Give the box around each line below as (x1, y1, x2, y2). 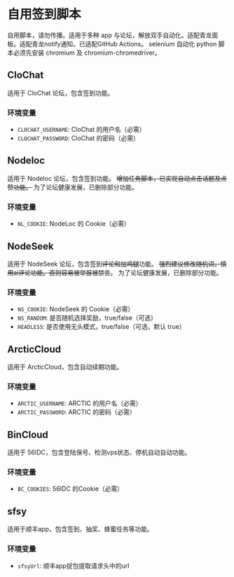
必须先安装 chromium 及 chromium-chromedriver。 (13, 48, 161, 57)
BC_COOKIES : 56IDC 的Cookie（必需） (17, 484, 124, 493)
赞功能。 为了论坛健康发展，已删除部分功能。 (7, 183, 138, 191)
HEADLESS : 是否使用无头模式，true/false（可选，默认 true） (17, 323, 186, 331)
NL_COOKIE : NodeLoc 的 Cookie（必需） (17, 219, 131, 228)
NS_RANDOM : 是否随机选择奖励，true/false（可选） (17, 313, 158, 323)
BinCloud (7, 428, 49, 440)
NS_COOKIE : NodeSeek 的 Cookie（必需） (17, 305, 135, 313)
